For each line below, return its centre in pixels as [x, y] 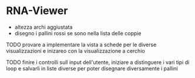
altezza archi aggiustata [43, 27]
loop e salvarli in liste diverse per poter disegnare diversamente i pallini [92, 68]
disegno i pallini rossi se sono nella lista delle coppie [78, 33]
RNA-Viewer [37, 11]
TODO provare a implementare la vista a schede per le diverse [81, 45]
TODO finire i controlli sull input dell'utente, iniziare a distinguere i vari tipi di [98, 62]
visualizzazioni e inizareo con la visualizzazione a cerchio [75, 50]
